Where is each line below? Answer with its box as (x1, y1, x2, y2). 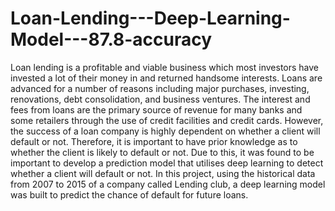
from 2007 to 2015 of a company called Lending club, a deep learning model (10, 178, 326, 190)
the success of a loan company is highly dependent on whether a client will (10, 125, 321, 137)
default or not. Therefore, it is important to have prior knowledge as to (10, 135, 298, 147)
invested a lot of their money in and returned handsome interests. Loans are (10, 72, 323, 84)
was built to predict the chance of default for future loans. (10, 188, 249, 201)
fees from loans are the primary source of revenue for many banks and (10, 103, 303, 116)
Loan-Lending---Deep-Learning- (10, 7, 291, 30)
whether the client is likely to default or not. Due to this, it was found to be (10, 146, 315, 158)
